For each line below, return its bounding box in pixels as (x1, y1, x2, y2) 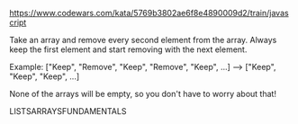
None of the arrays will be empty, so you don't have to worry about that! (9, 89, 277, 99)
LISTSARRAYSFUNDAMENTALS (9, 106, 127, 116)
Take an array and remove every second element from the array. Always (9, 35, 277, 45)
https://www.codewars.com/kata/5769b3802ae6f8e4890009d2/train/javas (9, 8, 290, 18)
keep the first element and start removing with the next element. (9, 44, 248, 55)
